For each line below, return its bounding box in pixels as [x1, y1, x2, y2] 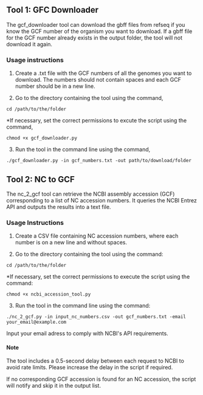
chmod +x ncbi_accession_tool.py [6, 291, 91, 297]
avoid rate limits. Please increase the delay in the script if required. [6, 364, 173, 371]
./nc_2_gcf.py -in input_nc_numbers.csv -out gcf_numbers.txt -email [6, 314, 187, 320]
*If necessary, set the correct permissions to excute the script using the [6, 117, 187, 124]
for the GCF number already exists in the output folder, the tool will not [6, 34, 183, 41]
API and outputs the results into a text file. [6, 203, 111, 210]
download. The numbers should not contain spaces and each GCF [15, 76, 181, 84]
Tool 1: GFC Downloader [6, 5, 99, 15]
